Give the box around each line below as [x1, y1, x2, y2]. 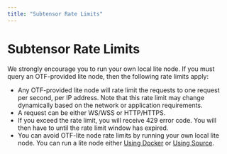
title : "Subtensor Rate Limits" [7, 10, 103, 18]
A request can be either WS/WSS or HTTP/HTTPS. [17, 108, 166, 117]
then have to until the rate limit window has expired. [17, 123, 169, 132]
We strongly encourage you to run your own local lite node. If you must [7, 65, 215, 73]
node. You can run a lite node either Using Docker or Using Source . [17, 138, 215, 147]
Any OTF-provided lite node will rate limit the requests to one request [17, 86, 220, 94]
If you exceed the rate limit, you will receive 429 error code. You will [17, 116, 216, 124]
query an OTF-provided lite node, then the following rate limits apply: [7, 72, 209, 80]
